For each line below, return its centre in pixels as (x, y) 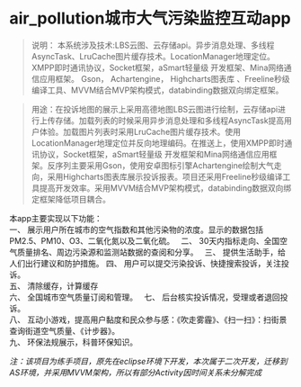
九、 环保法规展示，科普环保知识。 (73, 342)
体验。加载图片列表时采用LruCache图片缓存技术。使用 (140, 131)
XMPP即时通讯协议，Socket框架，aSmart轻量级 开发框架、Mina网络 (158, 67)
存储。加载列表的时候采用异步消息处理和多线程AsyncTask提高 (170, 120)
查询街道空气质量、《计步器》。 (64, 330)
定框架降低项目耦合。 (71, 199)
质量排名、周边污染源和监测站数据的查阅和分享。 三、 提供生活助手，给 (151, 252)
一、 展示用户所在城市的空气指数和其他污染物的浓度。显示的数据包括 (136, 229)
